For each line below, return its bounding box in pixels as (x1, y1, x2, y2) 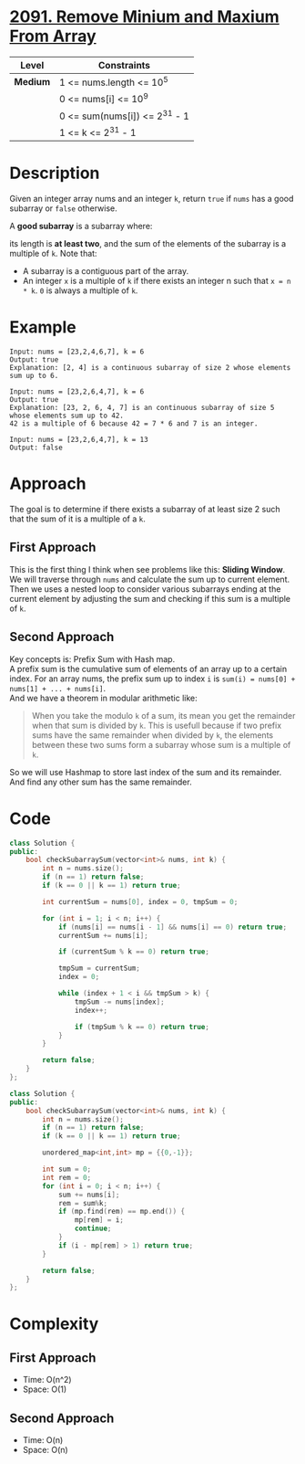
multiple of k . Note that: (9, 248, 97, 259)
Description (9, 163, 100, 184)
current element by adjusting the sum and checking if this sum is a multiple (9, 593, 291, 604)
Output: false (9, 443, 64, 453)
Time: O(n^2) (22, 1374, 72, 1385)
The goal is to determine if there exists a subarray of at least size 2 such (9, 504, 280, 515)
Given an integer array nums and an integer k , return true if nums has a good (9, 194, 294, 205)
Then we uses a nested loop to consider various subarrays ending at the (9, 583, 281, 595)
